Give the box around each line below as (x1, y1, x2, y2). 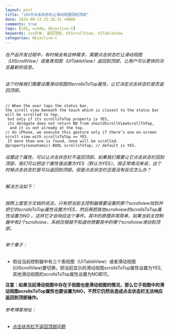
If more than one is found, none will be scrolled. (7, 138, 119, 144)
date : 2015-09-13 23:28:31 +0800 (5, 17, 76, 22)
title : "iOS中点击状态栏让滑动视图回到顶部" (5, 12, 89, 17)
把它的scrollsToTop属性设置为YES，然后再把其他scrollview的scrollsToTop (5, 206, 157, 212)
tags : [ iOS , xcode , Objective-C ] (5, 26, 76, 31)
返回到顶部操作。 (5, 294, 41, 300)
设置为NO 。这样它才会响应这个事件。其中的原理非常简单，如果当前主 (9, 212, 155, 218)
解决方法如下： (5, 183, 36, 189)
